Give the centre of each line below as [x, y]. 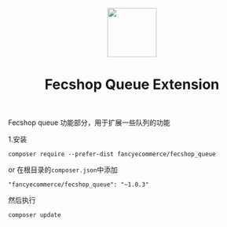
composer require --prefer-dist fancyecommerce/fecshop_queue [112, 154]
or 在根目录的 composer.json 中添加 [63, 170]
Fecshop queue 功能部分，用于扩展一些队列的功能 [89, 123]
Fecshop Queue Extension [132, 84]
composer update [35, 215]
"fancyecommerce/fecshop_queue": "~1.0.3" [79, 185]
